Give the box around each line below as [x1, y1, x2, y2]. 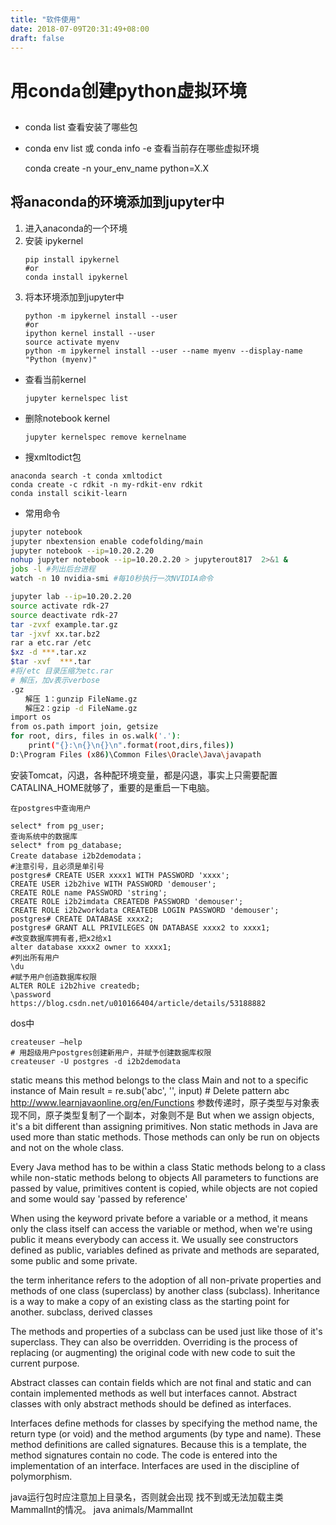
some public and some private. [10, 1254, 138, 1266]
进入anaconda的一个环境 [24, 222, 128, 234]
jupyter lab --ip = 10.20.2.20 [10, 592, 132, 602]
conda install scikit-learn [10, 488, 128, 498]
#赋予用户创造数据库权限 [10, 972, 97, 982]
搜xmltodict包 [24, 451, 82, 463]
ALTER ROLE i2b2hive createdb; [10, 981, 141, 991]
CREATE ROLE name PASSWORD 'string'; [10, 887, 168, 898]
